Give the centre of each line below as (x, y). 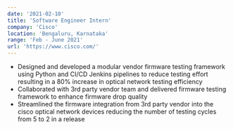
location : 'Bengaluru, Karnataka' (58, 33)
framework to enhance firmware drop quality (82, 97)
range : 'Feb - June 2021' (45, 40)
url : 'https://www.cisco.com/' (53, 47)
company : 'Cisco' (33, 27)
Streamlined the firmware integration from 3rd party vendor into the (115, 104)
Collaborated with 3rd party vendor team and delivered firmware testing (122, 89)
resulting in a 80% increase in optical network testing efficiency (110, 81)
